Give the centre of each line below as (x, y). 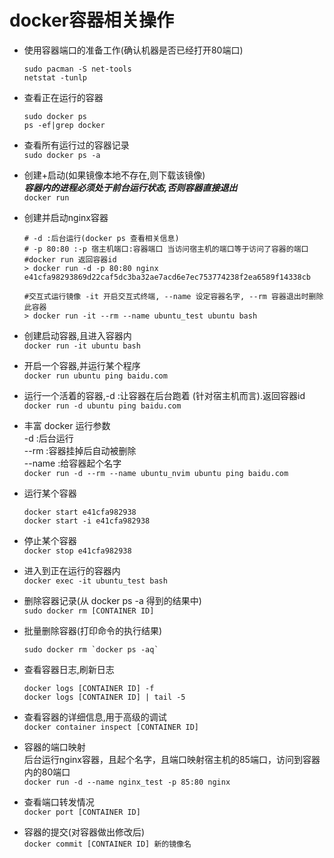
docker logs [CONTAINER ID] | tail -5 (104, 697)
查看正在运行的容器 (63, 97)
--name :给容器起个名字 (72, 463)
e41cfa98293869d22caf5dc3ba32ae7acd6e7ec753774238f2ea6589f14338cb (167, 277)
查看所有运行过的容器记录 (76, 145)
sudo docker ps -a (62, 155)
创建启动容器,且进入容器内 (77, 335)
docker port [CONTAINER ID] (82, 812)
